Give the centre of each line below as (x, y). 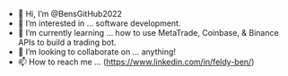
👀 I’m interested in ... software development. (99, 23)
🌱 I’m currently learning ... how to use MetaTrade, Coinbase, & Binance (148, 33)
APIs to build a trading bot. (67, 42)
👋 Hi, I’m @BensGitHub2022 (70, 14)
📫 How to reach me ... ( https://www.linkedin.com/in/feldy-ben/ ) (136, 62)
